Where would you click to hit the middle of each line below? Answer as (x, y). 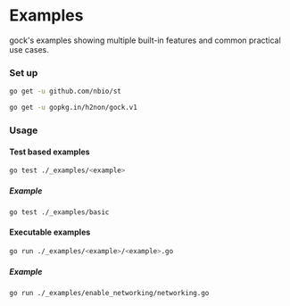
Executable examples (50, 232)
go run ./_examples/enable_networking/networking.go (109, 293)
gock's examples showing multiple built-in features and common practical (145, 40)
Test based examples (50, 152)
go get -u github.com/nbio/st (66, 91)
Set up (24, 72)
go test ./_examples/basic (59, 212)
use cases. (29, 49)
